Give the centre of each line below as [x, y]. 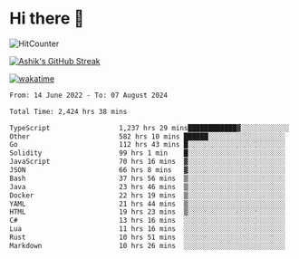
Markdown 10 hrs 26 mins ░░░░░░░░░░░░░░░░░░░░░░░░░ [147, 245]
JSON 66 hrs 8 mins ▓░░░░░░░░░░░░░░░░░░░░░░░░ [147, 170]
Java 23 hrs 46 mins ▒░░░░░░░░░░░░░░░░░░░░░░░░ [147, 187]
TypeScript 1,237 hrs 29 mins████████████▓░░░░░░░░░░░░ [149, 128]
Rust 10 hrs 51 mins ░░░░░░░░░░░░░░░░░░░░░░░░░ [147, 238]
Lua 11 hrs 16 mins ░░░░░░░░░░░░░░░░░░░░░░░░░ [147, 229]
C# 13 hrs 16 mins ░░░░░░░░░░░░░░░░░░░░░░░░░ [147, 221]
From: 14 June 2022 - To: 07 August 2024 [89, 95]
